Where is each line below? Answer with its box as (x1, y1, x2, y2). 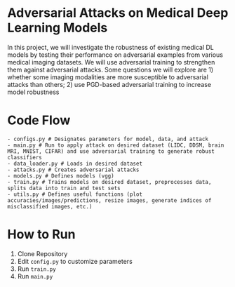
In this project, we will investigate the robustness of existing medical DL (7, 43, 214, 51)
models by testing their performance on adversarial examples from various (7, 51, 223, 59)
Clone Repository (17, 249, 68, 258)
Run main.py (17, 272, 53, 280)
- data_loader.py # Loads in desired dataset (7, 160, 142, 167)
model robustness (7, 88, 60, 96)
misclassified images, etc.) (7, 203, 93, 210)
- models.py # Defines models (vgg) (7, 172, 114, 180)
